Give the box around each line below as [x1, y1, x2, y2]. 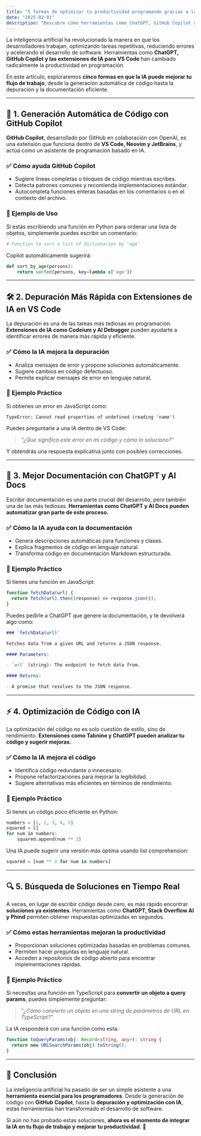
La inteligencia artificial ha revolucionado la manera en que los [6, 36, 160, 44]
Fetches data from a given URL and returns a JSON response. [6, 641, 162, 647]
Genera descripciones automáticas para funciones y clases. [14, 537, 163, 544]
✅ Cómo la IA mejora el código [6, 753, 96, 762]
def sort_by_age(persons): [6, 263, 74, 269]
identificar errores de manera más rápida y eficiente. [6, 333, 136, 340]
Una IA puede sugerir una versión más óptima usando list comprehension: [6, 847, 189, 854]
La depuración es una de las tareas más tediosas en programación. [6, 320, 172, 327]
